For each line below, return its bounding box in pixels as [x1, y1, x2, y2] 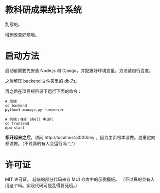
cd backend [5, 103, 27, 108]
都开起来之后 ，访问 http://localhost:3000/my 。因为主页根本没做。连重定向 [5, 134, 156, 140]
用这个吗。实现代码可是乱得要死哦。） [5, 182, 80, 188]
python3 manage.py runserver [5, 107, 64, 112]
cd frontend [5, 121, 29, 126]
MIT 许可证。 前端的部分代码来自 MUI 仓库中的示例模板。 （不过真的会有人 [5, 176, 155, 182]
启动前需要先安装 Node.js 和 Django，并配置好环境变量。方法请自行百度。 [5, 68, 153, 73]
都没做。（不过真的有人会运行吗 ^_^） [5, 140, 78, 146]
